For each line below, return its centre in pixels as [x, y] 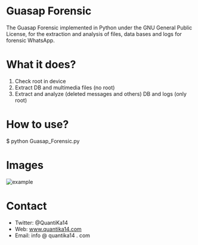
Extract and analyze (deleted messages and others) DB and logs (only [100, 93]
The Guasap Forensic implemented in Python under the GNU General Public [99, 28]
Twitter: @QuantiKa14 [41, 222]
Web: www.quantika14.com [48, 229]
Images [25, 165]
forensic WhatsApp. [30, 40]
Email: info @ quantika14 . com [52, 235]
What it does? [41, 65]
